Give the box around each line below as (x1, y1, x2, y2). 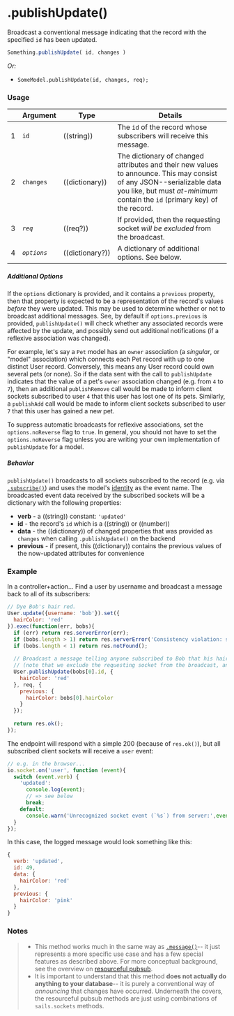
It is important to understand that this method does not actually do (34, 972, 227, 980)
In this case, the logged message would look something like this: (7, 838, 193, 846)
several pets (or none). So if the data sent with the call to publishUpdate (7, 370, 212, 378)
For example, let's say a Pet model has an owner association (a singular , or (7, 348, 220, 356)
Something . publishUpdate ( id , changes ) (7, 49, 127, 56)
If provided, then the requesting (117, 215, 221, 225)
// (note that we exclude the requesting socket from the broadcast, (13, 662, 219, 669)
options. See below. (117, 253, 182, 263)
